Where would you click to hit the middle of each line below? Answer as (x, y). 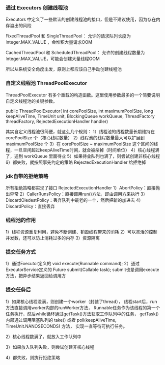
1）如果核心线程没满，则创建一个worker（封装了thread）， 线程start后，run (81, 302)
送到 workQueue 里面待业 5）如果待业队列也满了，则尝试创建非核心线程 (87, 156)
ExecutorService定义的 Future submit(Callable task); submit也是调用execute (82, 270)
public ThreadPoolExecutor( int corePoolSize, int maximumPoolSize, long (80, 111)
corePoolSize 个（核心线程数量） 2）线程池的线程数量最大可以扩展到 (75, 137)
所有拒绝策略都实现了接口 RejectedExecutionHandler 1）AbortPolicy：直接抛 (83, 187)
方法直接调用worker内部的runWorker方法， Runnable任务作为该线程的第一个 (83, 307)
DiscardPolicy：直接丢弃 (30, 206)
